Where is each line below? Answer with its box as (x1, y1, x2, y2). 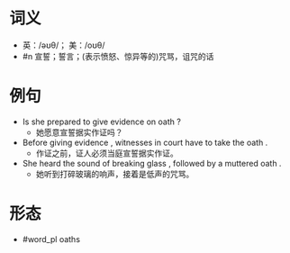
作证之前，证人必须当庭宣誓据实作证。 (35, 148, 178, 158)
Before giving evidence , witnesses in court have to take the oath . (22, 137, 268, 148)
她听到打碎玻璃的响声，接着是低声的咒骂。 (35, 168, 195, 179)
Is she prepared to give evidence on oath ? (22, 116, 182, 127)
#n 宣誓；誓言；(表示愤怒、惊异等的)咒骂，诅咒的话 (22, 50, 214, 61)
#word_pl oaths (22, 233, 81, 244)
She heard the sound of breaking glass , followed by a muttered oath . (22, 158, 282, 168)
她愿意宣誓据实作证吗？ (35, 127, 123, 138)
